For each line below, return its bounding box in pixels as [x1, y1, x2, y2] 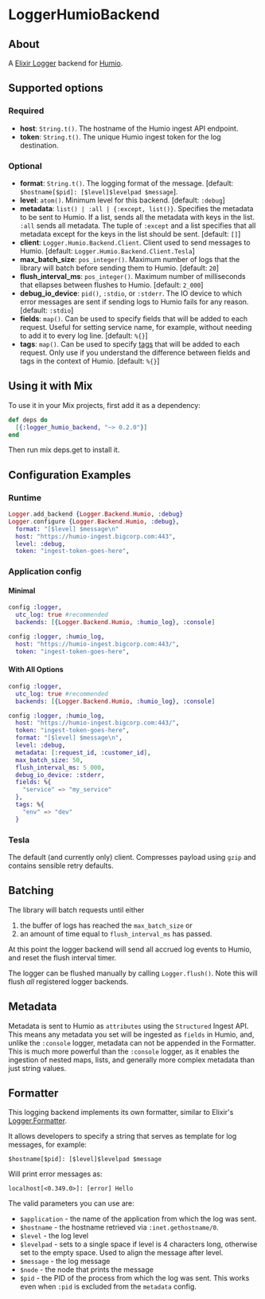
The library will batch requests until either [8, 905, 145, 914]
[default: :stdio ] [19, 305, 74, 315]
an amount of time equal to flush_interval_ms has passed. [19, 928, 212, 938]
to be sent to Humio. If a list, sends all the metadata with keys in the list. [19, 212, 255, 222]
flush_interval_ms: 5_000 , [15, 763, 105, 771]
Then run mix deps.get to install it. [8, 445, 120, 455]
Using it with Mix [8, 379, 93, 393]
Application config [8, 566, 82, 577]
